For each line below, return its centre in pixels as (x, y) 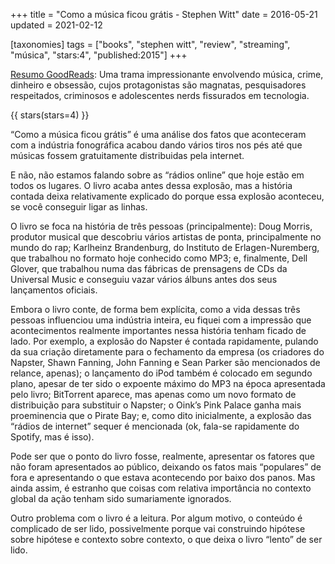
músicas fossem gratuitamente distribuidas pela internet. (127, 155)
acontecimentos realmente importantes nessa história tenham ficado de (158, 330)
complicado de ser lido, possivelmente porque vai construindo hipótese (158, 528)
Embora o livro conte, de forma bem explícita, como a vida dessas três (155, 309)
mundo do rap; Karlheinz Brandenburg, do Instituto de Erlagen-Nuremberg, (165, 247)
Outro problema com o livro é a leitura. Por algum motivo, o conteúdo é (156, 518)
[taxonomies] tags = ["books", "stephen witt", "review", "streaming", (150, 44)
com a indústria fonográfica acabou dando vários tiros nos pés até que (156, 145)
